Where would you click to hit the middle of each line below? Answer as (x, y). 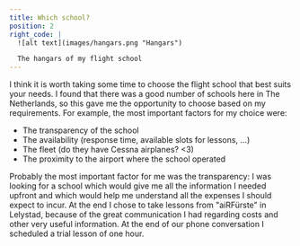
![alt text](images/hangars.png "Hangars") (100, 43)
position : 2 (31, 26)
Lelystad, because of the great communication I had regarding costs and (144, 215)
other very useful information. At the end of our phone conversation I (137, 224)
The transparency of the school (80, 130)
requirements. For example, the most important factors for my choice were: (148, 113)
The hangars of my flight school (80, 59)
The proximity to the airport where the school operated (124, 159)
